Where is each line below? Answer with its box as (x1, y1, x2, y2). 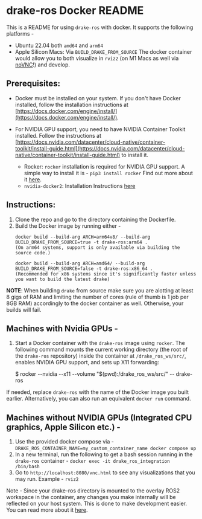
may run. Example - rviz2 (14, 475, 79, 483)
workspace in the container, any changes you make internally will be (6, 494, 176, 501)
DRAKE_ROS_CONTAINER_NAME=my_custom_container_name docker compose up (14, 445, 197, 452)
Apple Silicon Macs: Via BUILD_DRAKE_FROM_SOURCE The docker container (14, 48, 192, 55)
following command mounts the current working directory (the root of (14, 346, 188, 353)
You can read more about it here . (6, 506, 88, 514)
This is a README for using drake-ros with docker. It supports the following (6, 24, 194, 31)
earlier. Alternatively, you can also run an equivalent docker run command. (6, 395, 191, 402)
